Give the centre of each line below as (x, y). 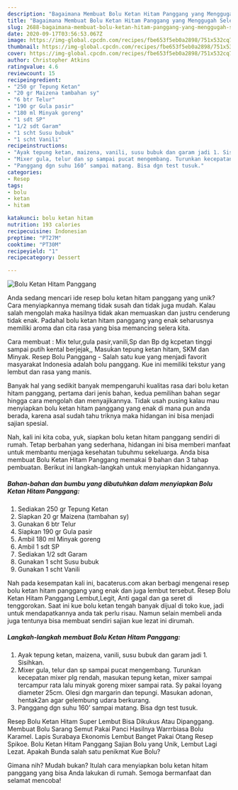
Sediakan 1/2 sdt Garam (52, 554)
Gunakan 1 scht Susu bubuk (58, 562)
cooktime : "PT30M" (34, 245)
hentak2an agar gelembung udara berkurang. (84, 701)
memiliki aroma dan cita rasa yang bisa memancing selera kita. (99, 328)
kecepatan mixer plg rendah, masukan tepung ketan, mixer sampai (115, 678)
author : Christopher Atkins (49, 60)
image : (17, 40)
